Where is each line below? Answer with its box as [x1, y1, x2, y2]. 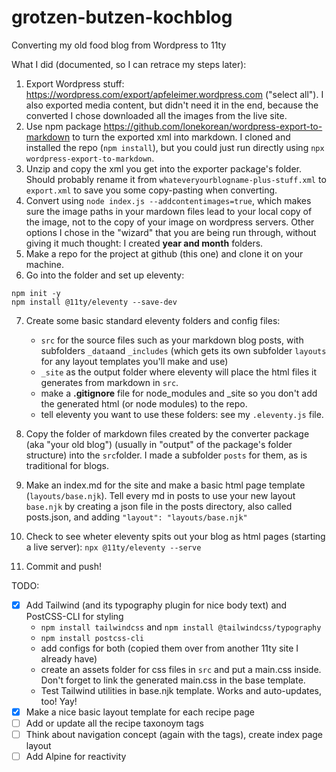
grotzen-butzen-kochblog [11, 6, 233, 29]
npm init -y [11, 288, 61, 298]
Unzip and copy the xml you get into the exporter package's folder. [25, 162, 302, 175]
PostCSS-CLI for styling [25, 611, 124, 622]
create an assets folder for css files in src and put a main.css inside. [40, 664, 322, 675]
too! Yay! [40, 696, 78, 707]
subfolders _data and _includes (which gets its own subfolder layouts [40, 344, 327, 356]
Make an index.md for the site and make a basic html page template [25, 479, 306, 491]
